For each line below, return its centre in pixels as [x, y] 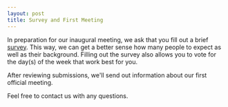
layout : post [26, 13]
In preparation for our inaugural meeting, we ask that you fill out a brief [108, 39]
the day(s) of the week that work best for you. [73, 61]
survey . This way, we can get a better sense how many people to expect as [114, 47]
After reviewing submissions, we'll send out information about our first [107, 75]
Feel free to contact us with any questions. [68, 96]
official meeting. [30, 82]
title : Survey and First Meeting [55, 20]
